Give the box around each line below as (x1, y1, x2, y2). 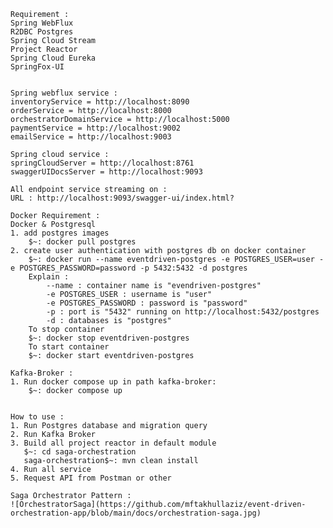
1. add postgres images (10, 228, 110, 238)
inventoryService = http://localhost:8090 (10, 97, 190, 107)
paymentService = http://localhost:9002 (10, 123, 182, 133)
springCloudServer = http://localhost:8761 (10, 158, 195, 168)
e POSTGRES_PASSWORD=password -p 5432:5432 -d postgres (10, 263, 248, 273)
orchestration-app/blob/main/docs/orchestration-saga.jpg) (10, 508, 262, 518)
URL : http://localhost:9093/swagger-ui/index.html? (10, 193, 235, 203)
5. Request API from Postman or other (10, 473, 172, 483)
